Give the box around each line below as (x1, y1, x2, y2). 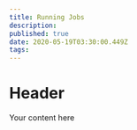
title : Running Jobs (9, 12, 86, 22)
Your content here (9, 112, 75, 123)
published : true (9, 29, 69, 38)
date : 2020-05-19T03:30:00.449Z (9, 37, 128, 47)
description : (9, 21, 57, 30)
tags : (9, 46, 29, 54)
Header (9, 83, 65, 104)
